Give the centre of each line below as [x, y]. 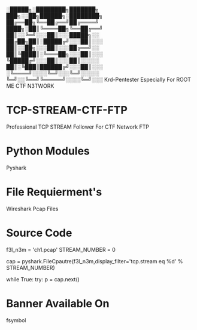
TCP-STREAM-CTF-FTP [67, 110]
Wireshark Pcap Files [32, 209]
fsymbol [16, 320]
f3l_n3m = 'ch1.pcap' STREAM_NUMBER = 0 [61, 249]
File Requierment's [54, 192]
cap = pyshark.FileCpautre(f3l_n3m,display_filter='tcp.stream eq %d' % [95, 261]
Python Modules [48, 151]
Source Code [39, 233]
